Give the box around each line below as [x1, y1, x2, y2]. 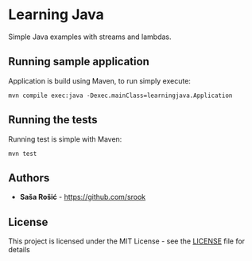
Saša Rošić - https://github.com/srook [19, 193, 146, 202]
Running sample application [8, 55, 149, 68]
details [8, 245, 30, 255]
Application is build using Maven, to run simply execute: [8, 76, 191, 85]
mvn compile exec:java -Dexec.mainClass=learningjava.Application [8, 92, 233, 99]
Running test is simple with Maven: [8, 134, 122, 144]
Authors [8, 171, 50, 185]
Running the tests [8, 113, 98, 127]
